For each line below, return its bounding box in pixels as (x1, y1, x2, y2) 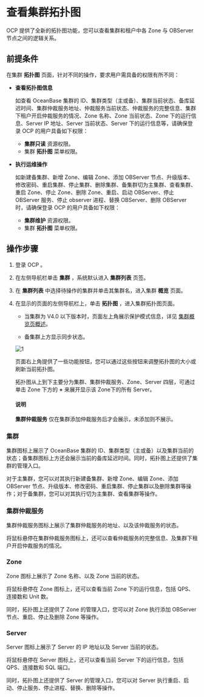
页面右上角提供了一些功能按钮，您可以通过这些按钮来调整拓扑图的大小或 (15, 357, 196, 365)
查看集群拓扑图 (6, 5, 81, 19)
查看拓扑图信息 (15, 84, 53, 91)
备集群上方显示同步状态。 (24, 333, 89, 340)
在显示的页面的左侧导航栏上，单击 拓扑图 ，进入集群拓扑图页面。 (15, 300, 178, 307)
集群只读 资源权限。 (24, 140, 74, 147)
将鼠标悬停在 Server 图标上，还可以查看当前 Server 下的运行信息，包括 (6, 656, 184, 663)
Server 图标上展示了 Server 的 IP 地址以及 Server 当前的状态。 (6, 643, 162, 650)
